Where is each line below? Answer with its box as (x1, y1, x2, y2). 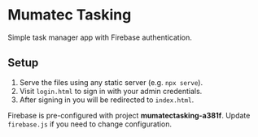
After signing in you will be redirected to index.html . (19, 95, 195, 105)
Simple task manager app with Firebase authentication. (7, 32, 193, 42)
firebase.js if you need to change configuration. (7, 119, 173, 129)
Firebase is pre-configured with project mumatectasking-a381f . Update (7, 110, 251, 120)
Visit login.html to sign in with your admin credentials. (19, 86, 203, 96)
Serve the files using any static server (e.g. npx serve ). (19, 77, 203, 87)
